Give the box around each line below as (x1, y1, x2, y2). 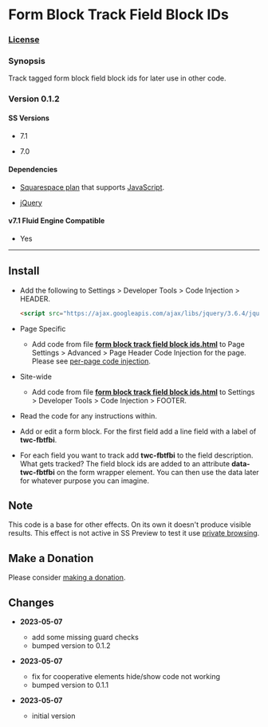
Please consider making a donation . (8, 572, 126, 583)
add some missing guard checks (31, 632, 140, 643)
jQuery (19, 198, 42, 207)
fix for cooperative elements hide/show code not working (31, 672, 221, 682)
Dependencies (8, 165, 58, 175)
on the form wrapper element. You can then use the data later (56, 467, 259, 477)
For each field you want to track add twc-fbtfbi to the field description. (19, 450, 254, 460)
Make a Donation (8, 552, 94, 565)
